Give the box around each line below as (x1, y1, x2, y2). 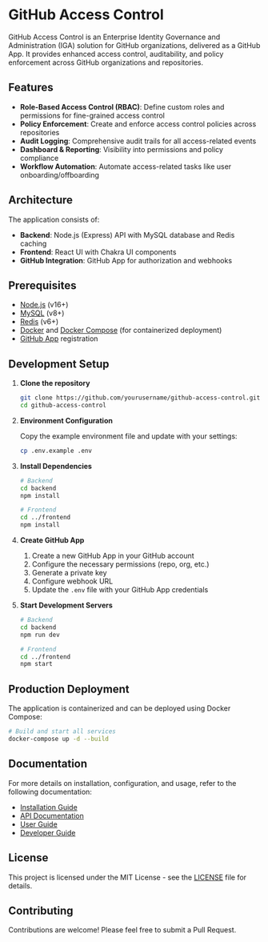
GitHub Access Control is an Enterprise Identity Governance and (8, 32, 221, 42)
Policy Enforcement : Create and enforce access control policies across (19, 118, 257, 129)
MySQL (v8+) (19, 308, 65, 318)
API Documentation (19, 811, 84, 820)
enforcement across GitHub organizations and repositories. (8, 58, 204, 67)
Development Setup (8, 357, 110, 371)
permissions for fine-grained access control (19, 110, 166, 120)
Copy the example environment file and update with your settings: (19, 431, 238, 441)
